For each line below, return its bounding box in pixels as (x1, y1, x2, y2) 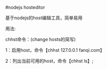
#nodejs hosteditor (5, 5, 45, 10)
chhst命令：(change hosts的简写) (5, 37, 76, 42)
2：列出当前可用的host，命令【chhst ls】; (5, 58, 94, 64)
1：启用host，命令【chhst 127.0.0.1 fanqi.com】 (5, 47, 105, 53)
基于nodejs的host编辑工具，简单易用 (5, 15, 83, 21)
